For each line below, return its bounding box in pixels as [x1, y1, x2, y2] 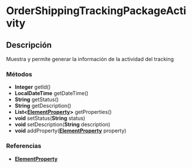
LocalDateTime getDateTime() [14, 90, 89, 97]
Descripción [6, 40, 52, 50]
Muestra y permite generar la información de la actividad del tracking [6, 56, 174, 62]
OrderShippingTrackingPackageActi [6, 4, 187, 18]
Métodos [6, 70, 32, 78]
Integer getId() [14, 83, 51, 90]
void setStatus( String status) [14, 115, 85, 122]
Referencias [6, 142, 42, 150]
